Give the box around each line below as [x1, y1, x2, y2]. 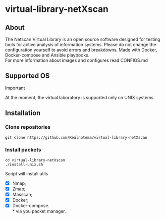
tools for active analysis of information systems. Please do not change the [5, 42, 156, 48]
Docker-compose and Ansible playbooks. [5, 52, 90, 58]
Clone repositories [5, 124, 51, 131]
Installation [5, 109, 41, 117]
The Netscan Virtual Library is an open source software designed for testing [5, 36, 161, 42]
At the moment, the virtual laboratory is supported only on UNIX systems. [5, 94, 155, 100]
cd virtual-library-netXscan [5, 158, 65, 163]
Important [5, 85, 25, 91]
